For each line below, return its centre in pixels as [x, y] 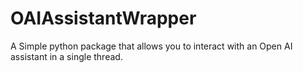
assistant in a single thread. [66, 56]
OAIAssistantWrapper [103, 18]
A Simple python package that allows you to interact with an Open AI [151, 46]
